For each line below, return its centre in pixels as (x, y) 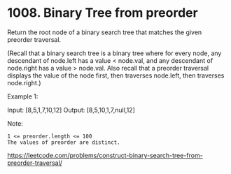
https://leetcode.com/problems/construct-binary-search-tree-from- (105, 155)
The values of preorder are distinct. (64, 142)
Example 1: (23, 96)
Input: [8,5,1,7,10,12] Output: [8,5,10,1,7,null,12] (71, 110)
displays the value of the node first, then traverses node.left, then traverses (116, 75)
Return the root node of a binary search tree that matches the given (105, 32)
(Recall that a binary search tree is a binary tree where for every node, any (114, 53)
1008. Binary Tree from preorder (103, 13)
